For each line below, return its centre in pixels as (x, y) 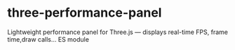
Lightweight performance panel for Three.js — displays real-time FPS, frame (117, 32)
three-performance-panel (85, 13)
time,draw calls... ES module (48, 39)
